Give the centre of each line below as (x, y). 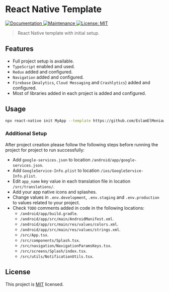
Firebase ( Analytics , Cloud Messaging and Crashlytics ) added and (81, 82)
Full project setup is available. (43, 61)
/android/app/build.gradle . (49, 213)
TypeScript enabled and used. (44, 66)
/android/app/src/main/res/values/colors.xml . (69, 224)
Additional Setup (26, 134)
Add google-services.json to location (51, 159)
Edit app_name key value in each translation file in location (71, 181)
